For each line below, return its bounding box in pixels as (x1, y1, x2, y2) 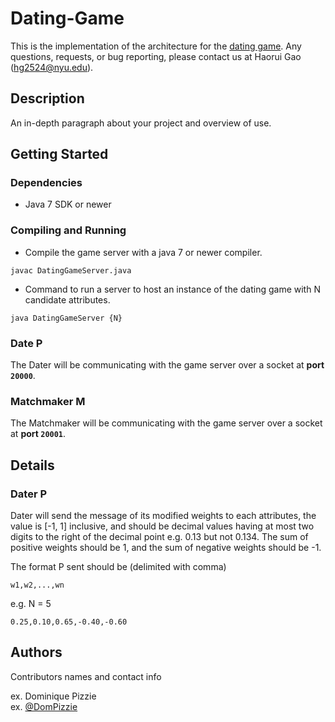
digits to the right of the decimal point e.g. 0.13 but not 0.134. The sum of (10, 531, 309, 543)
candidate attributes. (24, 293, 111, 306)
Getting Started (10, 146, 109, 163)
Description (10, 90, 85, 107)
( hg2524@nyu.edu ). (10, 61, 94, 73)
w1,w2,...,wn (10, 580, 65, 591)
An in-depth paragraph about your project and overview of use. (10, 117, 272, 129)
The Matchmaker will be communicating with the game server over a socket (10, 417, 323, 429)
